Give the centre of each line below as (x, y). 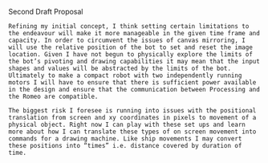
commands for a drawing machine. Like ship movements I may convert (125, 139)
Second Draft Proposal (46, 12)
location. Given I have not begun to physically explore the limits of (130, 55)
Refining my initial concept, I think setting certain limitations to (129, 26)
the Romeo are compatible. (53, 96)
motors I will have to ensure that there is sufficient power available (132, 83)
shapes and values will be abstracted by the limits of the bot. (120, 68)
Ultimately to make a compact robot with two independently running (125, 75)
